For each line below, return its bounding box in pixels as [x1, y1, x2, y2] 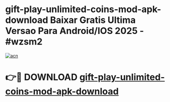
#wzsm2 [5, 36, 43, 48]
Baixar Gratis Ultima [50, 14, 136, 26]
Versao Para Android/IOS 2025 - [5, 25, 144, 37]
